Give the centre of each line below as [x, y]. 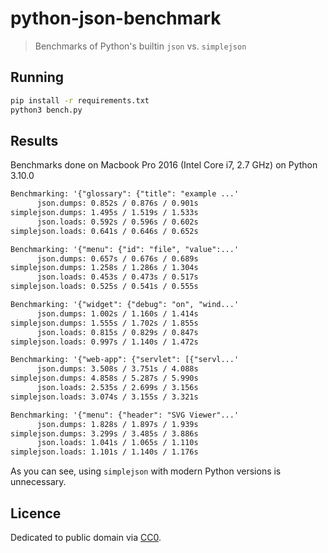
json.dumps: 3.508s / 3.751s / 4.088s [117, 369]
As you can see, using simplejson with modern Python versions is [146, 471]
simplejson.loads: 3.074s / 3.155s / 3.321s [104, 397]
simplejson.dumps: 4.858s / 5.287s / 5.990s [104, 378]
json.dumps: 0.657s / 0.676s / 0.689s [117, 258]
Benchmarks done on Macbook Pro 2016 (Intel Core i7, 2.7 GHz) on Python [164, 165]
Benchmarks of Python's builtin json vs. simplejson [140, 46]
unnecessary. [38, 482]
